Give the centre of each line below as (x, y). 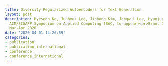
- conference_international (34, 56)
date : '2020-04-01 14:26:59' (35, 33)
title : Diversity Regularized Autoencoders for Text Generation (73, 10)
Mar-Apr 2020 (23, 28)
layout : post (19, 14)
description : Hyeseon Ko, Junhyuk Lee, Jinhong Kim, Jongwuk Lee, (76, 19)
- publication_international (35, 47)
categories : (17, 38)
